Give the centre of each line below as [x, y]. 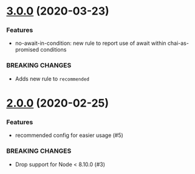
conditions [53, 50]
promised [27, 50]
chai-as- [178, 43]
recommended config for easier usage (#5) [69, 135]
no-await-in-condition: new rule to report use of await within [91, 43]
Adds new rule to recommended [52, 79]
